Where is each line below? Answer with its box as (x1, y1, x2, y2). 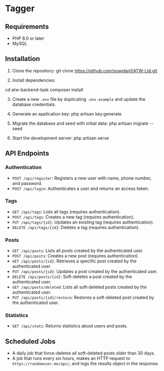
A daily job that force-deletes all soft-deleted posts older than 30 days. (12, 350, 155, 356)
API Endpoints (5, 149, 49, 158)
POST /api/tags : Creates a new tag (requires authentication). (12, 214, 135, 220)
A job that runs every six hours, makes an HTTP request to (12, 355, 131, 361)
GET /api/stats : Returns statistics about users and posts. (12, 323, 128, 329)
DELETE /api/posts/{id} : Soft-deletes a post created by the (12, 274, 132, 279)
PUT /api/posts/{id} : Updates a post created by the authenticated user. (12, 269, 158, 275)
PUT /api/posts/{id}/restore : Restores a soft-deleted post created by (12, 295, 154, 301)
